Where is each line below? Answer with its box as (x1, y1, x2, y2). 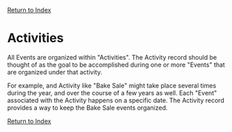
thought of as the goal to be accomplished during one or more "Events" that (7, 60, 225, 69)
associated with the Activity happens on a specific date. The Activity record (7, 96, 225, 104)
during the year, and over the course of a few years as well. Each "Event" (7, 88, 217, 97)
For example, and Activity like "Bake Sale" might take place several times (7, 81, 217, 90)
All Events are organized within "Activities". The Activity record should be (7, 53, 217, 61)
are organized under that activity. (7, 67, 102, 76)
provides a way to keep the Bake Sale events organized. (7, 104, 169, 112)
